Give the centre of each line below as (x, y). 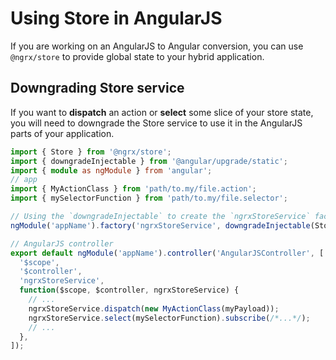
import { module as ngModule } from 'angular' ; (111, 170)
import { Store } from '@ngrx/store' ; (91, 152)
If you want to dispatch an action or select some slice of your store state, (162, 112)
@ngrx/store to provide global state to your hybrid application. (137, 56)
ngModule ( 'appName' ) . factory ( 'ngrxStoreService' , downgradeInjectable (160, 225)
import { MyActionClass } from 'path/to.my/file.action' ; (133, 189)
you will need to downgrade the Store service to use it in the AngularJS (156, 123)
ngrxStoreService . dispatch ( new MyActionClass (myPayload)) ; (154, 308)
